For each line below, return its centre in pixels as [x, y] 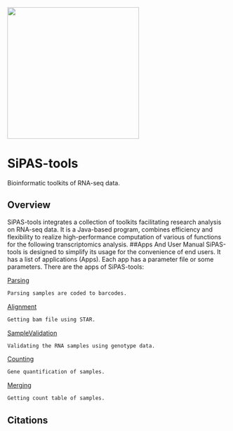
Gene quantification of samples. [56, 372]
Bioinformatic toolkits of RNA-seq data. [64, 183]
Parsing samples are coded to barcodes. [67, 293]
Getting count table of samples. [56, 398]
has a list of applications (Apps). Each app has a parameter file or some [111, 259]
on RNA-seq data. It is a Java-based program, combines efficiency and [110, 229]
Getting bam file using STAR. [52, 319]
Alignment [22, 306]
